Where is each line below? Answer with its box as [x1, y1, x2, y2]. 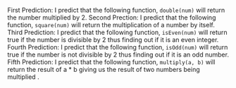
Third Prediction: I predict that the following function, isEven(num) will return [7, 28, 228, 36]
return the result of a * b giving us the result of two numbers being [7, 66, 201, 73]
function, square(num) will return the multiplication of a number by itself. [7, 21, 215, 29]
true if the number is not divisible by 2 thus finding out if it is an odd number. [7, 50, 229, 59]
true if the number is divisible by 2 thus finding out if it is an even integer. [7, 36, 219, 44]
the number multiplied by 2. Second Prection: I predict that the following [7, 13, 216, 22]
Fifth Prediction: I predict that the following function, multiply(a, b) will [7, 58, 216, 66]
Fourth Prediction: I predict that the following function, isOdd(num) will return [7, 43, 228, 51]
